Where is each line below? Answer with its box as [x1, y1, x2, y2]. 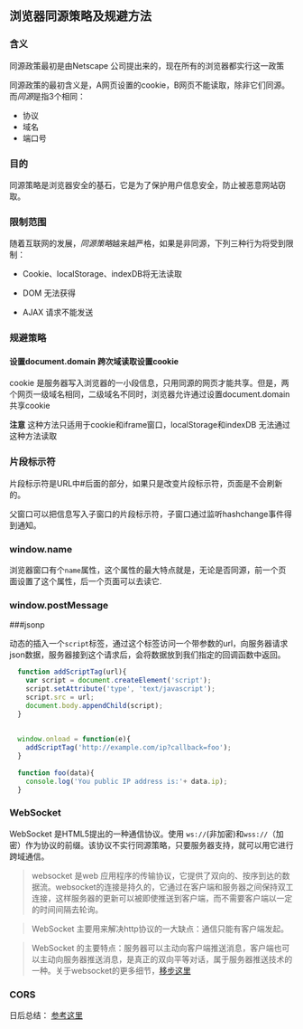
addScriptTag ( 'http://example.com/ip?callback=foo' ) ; [25, 743, 232, 752]
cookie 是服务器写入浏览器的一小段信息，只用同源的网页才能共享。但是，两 [9, 378, 289, 389]
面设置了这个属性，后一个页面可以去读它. [9, 576, 162, 586]
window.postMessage [9, 599, 109, 611]
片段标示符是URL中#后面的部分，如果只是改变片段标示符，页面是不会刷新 [9, 477, 283, 488]
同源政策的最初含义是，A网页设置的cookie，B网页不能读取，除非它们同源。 [9, 80, 290, 90]
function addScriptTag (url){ [17, 667, 127, 676]
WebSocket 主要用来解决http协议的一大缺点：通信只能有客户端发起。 [31, 923, 289, 934]
